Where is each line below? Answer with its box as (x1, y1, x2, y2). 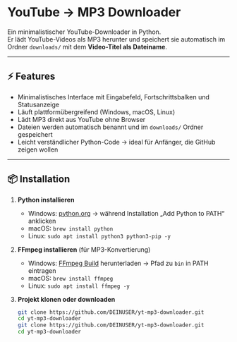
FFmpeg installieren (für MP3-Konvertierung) (17, 245, 151, 254)
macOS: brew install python (28, 224, 114, 233)
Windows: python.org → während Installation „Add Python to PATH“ (28, 209, 225, 217)
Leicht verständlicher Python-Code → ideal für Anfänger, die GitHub (17, 138, 216, 146)
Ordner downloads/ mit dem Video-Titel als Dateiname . (7, 42, 168, 51)
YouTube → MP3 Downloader (7, 4, 181, 20)
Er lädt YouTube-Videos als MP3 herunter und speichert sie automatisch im (7, 35, 226, 43)
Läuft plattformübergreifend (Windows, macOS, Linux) (17, 107, 176, 116)
